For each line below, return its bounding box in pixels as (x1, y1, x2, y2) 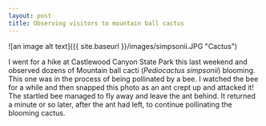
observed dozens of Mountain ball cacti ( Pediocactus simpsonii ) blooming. (8, 65, 256, 75)
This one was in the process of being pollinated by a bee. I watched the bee (8, 74, 259, 83)
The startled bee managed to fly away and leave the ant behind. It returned (8, 91, 256, 100)
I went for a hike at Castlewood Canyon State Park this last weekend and (8, 57, 248, 67)
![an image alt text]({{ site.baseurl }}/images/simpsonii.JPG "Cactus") (8, 41, 238, 51)
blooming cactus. (8, 108, 66, 117)
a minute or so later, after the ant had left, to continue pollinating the (8, 100, 232, 109)
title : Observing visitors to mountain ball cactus (8, 19, 184, 27)
